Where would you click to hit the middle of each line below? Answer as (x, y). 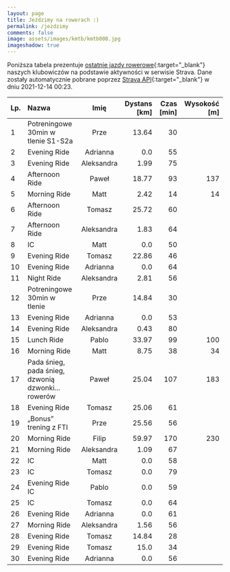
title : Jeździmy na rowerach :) (53, 20)
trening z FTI (48, 427)
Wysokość (202, 104)
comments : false (30, 33)
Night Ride (44, 278)
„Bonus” (40, 419)
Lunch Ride (45, 340)
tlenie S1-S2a (50, 141)
